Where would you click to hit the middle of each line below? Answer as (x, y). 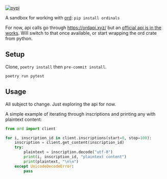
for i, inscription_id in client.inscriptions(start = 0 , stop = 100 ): (79, 138)
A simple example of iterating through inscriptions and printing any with (80, 114)
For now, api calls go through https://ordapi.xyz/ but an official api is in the (83, 28)
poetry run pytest (25, 76)
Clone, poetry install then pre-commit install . (56, 67)
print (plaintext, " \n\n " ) (51, 161)
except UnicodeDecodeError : (44, 166)
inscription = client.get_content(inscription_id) (69, 143)
